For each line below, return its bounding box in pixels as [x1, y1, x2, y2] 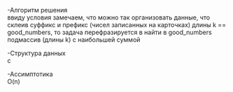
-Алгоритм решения [7, 6, 68, 14]
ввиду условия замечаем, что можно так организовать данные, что [7, 13, 211, 22]
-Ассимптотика [7, 70, 54, 78]
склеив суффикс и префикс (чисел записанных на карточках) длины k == [7, 21, 226, 29]
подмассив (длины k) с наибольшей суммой [7, 36, 141, 44]
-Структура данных [7, 49, 66, 57]
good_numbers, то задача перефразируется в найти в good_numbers [7, 28, 212, 36]
